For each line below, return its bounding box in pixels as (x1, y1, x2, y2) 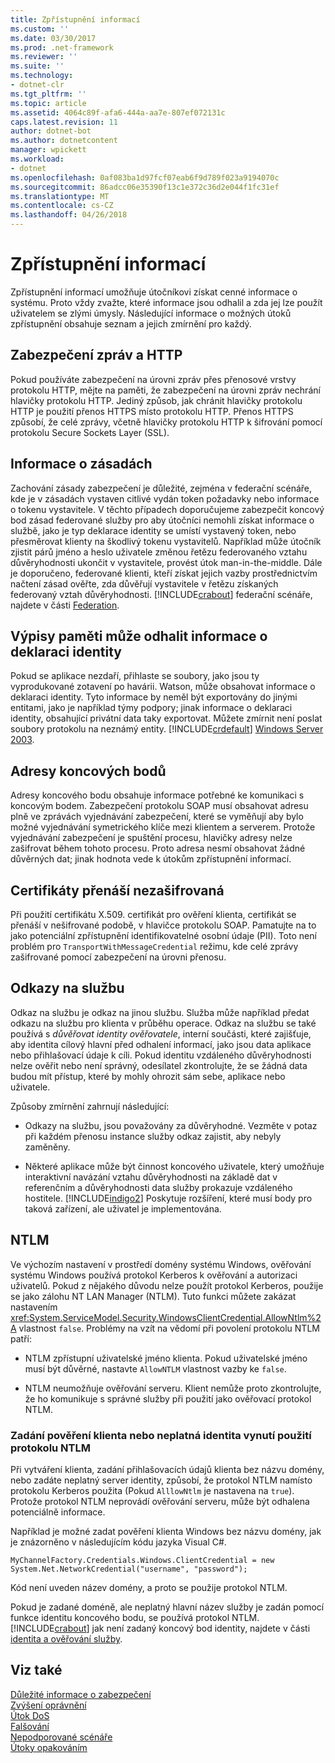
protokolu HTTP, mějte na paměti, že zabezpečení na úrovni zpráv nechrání (10, 384, 321, 396)
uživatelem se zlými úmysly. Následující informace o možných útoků (10, 307, 292, 319)
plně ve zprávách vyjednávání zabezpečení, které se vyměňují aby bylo (10, 811, 304, 823)
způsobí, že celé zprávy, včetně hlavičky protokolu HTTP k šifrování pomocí (10, 416, 323, 428)
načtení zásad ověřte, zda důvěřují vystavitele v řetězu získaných (10, 577, 279, 590)
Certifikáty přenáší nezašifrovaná (10, 882, 225, 899)
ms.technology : (10, 71, 74, 81)
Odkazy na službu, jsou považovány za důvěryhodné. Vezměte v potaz (24, 1119, 318, 1131)
